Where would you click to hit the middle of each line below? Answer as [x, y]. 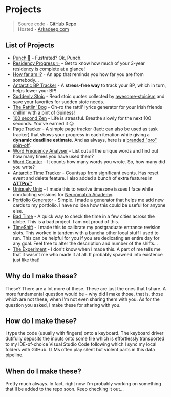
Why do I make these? [41, 276]
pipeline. [14, 355]
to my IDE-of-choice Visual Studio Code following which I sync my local [81, 344]
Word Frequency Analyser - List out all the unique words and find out [85, 150]
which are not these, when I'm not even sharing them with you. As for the [82, 299]
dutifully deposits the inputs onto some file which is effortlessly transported [85, 339]
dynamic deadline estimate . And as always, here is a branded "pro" [85, 140]
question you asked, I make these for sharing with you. [63, 305]
